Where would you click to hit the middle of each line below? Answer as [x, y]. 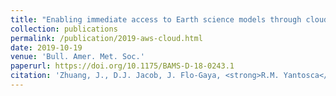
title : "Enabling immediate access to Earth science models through [156, 19]
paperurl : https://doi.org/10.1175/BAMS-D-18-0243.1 [122, 66]
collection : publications [64, 29]
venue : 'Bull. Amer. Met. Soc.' [77, 57]
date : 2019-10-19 [46, 47]
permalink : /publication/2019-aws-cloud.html [106, 38]
